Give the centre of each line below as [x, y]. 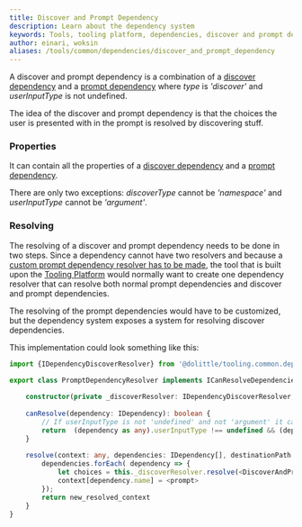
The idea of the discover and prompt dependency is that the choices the [143, 114]
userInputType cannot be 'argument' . [78, 203]
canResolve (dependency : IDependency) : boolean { [118, 414]
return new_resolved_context [96, 497]
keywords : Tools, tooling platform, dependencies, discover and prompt [146, 34]
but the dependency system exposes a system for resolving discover [137, 320]
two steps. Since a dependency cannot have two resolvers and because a [146, 255]
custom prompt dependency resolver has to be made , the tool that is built [145, 264]
